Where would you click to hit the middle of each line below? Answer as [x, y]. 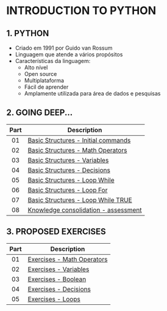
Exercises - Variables [59, 269]
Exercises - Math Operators [68, 259]
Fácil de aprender [46, 87]
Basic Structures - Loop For [68, 190]
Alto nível [36, 67]
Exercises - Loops [54, 299]
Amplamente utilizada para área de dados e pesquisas [92, 93]
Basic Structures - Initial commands [79, 140]
